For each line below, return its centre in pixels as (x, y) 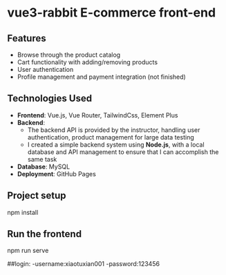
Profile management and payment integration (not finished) (102, 77)
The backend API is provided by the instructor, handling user (114, 130)
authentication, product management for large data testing (111, 137)
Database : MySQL (44, 167)
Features (27, 38)
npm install (23, 212)
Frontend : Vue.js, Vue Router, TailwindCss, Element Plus (97, 115)
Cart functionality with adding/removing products (87, 62)
